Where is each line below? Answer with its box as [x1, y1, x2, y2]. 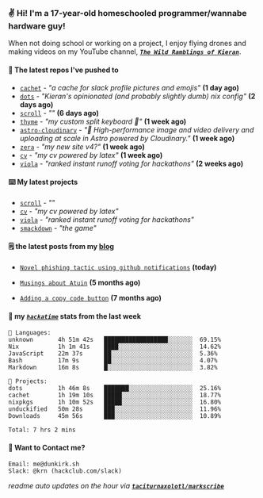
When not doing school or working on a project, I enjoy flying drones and [8, 39, 247, 48]
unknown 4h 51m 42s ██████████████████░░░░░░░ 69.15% [8, 336, 222, 344]
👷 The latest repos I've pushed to [8, 65, 119, 75]
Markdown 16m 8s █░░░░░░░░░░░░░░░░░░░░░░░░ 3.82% [8, 364, 218, 372]
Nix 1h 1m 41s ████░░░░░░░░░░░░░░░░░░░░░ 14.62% [8, 343, 222, 351]
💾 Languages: [8, 329, 51, 337]
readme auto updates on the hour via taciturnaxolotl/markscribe [8, 481, 224, 491]
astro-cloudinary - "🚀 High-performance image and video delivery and [19, 125, 254, 134]
